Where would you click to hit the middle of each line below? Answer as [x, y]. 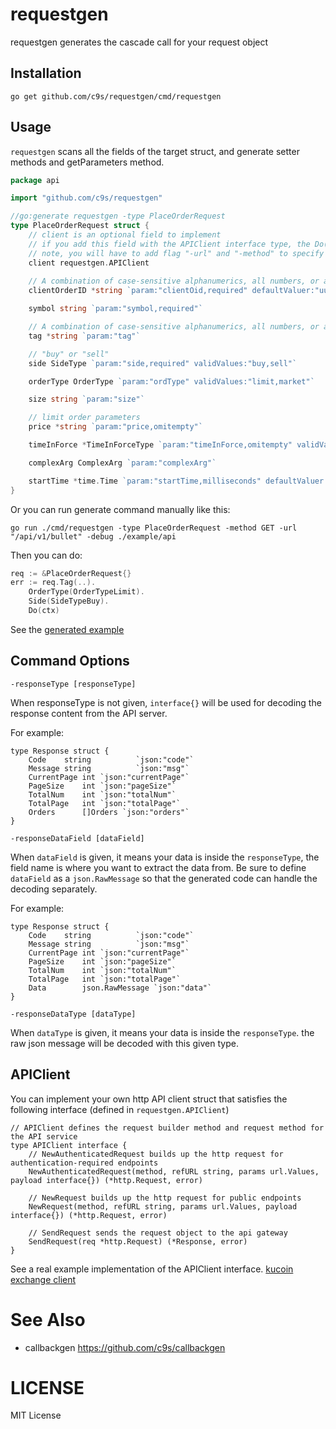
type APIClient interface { [69, 1145]
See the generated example [67, 629]
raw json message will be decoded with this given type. [124, 1043]
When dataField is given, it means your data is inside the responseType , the [165, 857]
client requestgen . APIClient [89, 263]
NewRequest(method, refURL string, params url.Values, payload [163, 1206]
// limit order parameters [84, 418]
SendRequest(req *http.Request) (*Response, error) [138, 1241]
